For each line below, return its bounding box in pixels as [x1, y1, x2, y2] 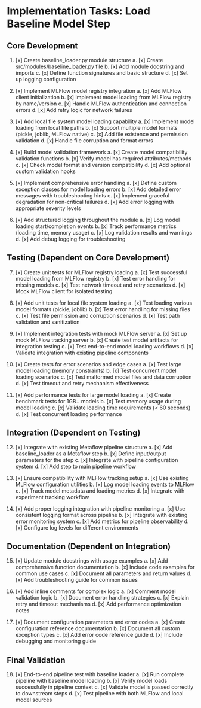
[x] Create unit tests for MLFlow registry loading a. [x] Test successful [15, 268, 187, 276]
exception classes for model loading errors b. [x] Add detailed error [15, 186, 181, 193]
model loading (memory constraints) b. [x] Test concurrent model [15, 367, 177, 374]
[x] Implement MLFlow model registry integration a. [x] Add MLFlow [15, 87, 182, 94]
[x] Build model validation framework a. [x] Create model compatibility [15, 148, 188, 156]
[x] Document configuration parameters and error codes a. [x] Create [15, 618, 186, 626]
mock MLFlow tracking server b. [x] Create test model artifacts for [15, 336, 178, 344]
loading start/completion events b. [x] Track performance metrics [15, 223, 177, 230]
